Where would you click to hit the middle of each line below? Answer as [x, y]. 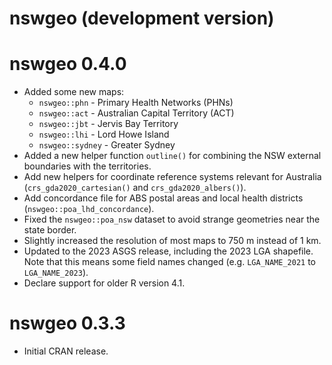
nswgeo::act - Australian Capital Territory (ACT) [136, 113]
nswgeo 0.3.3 [67, 323]
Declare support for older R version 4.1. [104, 283]
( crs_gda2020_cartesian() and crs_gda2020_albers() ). [135, 188]
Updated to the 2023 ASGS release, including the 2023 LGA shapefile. [168, 251]
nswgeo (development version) [142, 18]
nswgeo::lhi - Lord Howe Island [104, 134]
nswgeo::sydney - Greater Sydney [107, 145]
